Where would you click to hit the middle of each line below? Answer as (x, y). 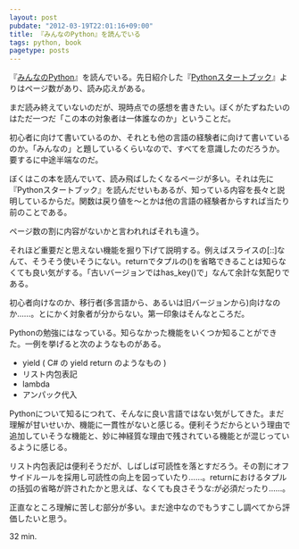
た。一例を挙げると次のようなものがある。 (87, 344)
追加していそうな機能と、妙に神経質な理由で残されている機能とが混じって (145, 436)
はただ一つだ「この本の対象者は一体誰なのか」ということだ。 (123, 119)
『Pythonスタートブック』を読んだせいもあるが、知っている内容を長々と (143, 190)
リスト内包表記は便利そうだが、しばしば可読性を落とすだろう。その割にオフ (149, 466)
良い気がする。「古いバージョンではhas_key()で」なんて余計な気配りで (161, 272)
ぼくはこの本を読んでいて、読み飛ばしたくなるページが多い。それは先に (141, 179)
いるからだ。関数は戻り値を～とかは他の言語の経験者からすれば (149, 201)
